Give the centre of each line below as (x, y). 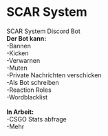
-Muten (17, 68)
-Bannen (19, 46)
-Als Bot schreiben (33, 82)
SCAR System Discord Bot (43, 31)
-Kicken (18, 53)
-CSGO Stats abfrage (36, 119)
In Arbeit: (20, 112)
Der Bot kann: (26, 38)
